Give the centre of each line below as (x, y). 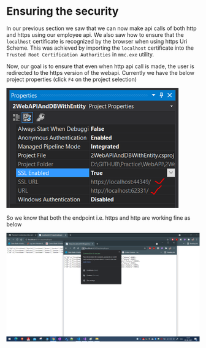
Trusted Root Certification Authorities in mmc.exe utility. (80, 54)
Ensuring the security (63, 11)
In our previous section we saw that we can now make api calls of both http (101, 28)
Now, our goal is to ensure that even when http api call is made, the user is (100, 66)
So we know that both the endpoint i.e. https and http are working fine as (98, 218)
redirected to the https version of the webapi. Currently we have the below (101, 72)
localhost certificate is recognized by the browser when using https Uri (97, 41)
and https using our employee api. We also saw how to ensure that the (95, 34)
